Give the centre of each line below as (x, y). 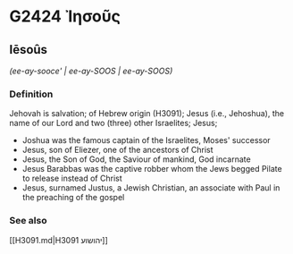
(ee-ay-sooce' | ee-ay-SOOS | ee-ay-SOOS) (91, 71)
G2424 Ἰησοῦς (65, 17)
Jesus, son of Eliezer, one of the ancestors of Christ (117, 150)
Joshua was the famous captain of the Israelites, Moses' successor (146, 140)
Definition (31, 94)
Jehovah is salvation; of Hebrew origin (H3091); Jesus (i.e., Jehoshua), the (146, 114)
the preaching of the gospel (73, 198)
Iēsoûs (28, 50)
